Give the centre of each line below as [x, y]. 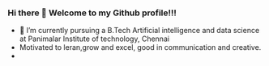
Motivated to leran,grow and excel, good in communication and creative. [140, 47]
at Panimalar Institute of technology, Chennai [94, 39]
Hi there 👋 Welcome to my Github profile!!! [92, 13]
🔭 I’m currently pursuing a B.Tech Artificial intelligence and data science [139, 31]
